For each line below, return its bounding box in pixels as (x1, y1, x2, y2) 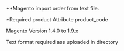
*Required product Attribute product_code (6, 16, 109, 23)
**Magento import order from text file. (6, 5, 99, 12)
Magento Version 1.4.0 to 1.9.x (6, 27, 79, 34)
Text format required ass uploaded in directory (6, 39, 119, 45)
